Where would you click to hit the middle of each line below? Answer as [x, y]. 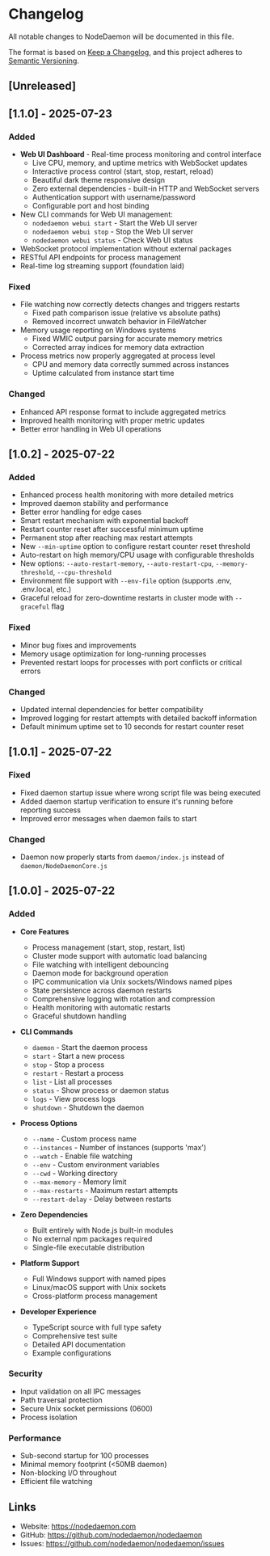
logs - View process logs [74, 1098]
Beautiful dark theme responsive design [99, 180]
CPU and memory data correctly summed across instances [131, 365]
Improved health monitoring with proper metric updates [112, 420]
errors [30, 671]
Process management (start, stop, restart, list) [109, 947]
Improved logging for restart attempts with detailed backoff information [138, 718]
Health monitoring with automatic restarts [101, 1007]
